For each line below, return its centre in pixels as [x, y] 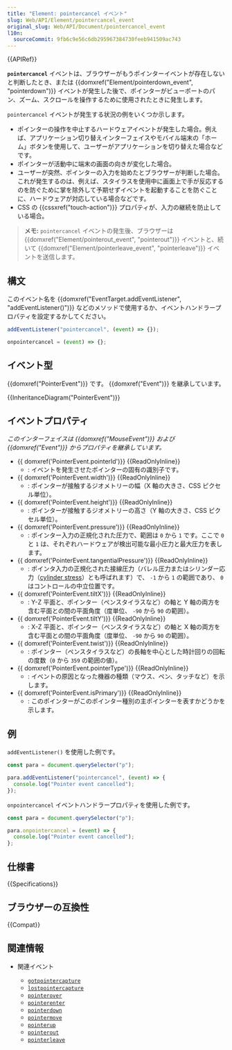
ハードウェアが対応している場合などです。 [90, 199]
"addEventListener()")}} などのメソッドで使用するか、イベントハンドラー [111, 307]
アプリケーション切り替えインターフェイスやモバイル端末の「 [117, 138]
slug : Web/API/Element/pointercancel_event [71, 20]
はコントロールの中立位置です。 [73, 586]
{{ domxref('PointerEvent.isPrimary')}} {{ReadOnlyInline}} [99, 693]
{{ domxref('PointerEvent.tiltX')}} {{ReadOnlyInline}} [91, 594]
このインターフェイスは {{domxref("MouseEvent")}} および [91, 439]
